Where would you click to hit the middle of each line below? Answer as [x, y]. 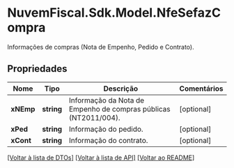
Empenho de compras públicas [119, 109]
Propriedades [37, 69]
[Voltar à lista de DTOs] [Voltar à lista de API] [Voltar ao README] [101, 158]
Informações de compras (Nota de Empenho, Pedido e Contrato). [101, 47]
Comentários [201, 89]
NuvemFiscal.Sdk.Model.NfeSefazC [114, 13]
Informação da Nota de [107, 100]
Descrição [121, 89]
